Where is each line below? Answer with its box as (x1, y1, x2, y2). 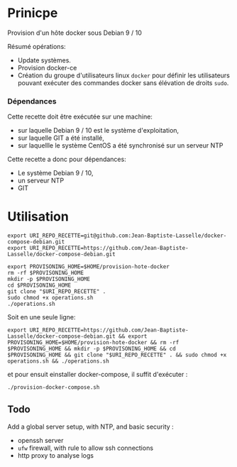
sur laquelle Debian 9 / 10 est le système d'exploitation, (17, 126, 180, 135)
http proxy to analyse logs (17, 451, 94, 459)
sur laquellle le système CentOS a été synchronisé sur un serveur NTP (17, 141, 224, 150)
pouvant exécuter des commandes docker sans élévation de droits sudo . (17, 78, 229, 87)
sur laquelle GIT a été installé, (17, 133, 105, 143)
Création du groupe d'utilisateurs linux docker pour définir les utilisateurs (17, 71, 231, 79)
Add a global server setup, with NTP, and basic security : (7, 422, 174, 431)
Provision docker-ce (17, 63, 77, 72)
